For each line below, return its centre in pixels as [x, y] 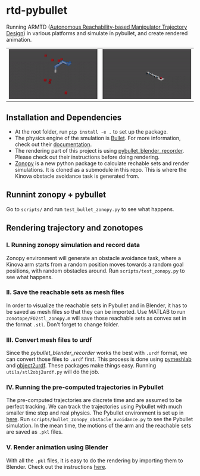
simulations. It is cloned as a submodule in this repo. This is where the [101, 170]
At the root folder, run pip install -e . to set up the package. [91, 132]
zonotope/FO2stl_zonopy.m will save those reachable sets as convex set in [96, 318]
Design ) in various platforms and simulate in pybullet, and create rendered [97, 33]
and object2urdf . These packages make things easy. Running [81, 366]
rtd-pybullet [37, 10]
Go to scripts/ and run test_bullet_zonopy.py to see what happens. [90, 209]
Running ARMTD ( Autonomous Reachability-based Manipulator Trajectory [97, 27]
